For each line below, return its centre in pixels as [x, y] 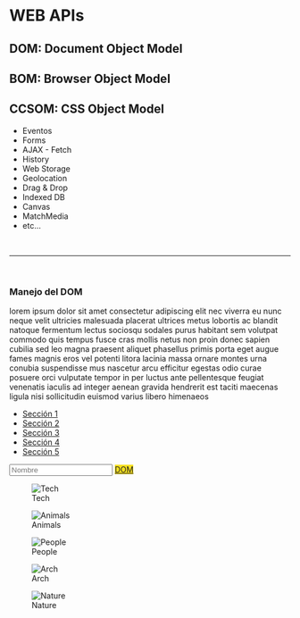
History [36, 159]
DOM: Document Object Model [96, 49]
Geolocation [45, 178]
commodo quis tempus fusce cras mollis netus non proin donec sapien [140, 339]
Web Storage [46, 168]
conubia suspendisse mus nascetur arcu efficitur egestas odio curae [135, 368]
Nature [44, 605]
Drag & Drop [45, 188]
